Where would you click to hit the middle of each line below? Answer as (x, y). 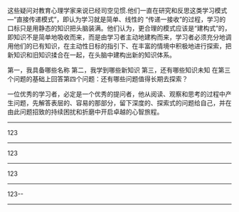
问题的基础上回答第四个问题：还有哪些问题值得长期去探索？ (101, 79)
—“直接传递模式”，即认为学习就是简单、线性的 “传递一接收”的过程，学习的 (117, 19)
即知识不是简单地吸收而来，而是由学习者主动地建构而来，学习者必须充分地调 (119, 37)
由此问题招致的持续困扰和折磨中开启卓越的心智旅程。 (85, 112)
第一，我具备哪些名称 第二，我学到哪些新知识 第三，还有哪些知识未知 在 (113, 70)
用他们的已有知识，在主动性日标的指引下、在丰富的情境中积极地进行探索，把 (119, 46)
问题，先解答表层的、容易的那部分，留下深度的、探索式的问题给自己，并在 (122, 103)
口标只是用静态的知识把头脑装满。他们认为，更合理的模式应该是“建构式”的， (119, 28)
